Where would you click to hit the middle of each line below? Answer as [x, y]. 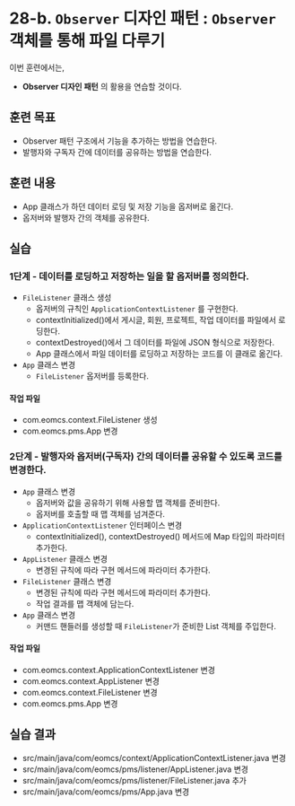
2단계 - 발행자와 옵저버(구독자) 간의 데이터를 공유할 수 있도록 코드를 [146, 457]
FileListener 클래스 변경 [67, 581]
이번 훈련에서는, [37, 67]
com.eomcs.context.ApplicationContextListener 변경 [118, 670]
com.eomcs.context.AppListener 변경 [91, 681]
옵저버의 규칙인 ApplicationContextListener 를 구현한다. [137, 309]
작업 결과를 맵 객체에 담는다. [85, 603]
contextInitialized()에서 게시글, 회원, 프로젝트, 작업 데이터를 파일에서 [156, 320]
